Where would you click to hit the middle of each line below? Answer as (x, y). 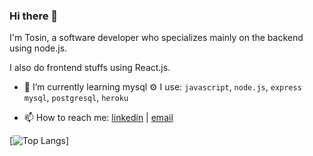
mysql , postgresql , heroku (76, 98)
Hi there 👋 (34, 16)
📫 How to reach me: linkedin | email (98, 118)
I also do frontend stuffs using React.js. (90, 68)
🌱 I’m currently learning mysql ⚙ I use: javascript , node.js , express (162, 87)
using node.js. (38, 48)
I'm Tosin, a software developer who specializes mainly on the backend (156, 38)
